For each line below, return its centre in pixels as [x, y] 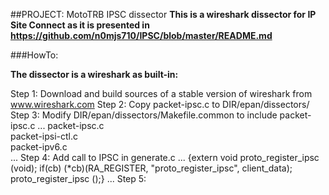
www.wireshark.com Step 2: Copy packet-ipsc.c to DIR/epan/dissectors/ [160, 104]
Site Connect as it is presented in [80, 25]
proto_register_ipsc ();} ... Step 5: [78, 178]
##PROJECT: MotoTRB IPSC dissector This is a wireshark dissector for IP [163, 14]
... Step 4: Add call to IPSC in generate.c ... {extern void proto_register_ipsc [165, 157]
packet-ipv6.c [39, 147]
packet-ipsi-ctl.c [44, 136]
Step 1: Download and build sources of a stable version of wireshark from [161, 93]
